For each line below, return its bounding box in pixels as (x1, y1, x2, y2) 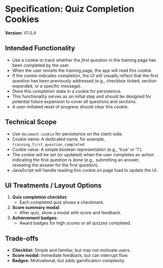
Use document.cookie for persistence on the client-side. (12, 131, 123, 137)
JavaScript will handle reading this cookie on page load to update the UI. (12, 167, 158, 173)
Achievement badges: (12, 215, 58, 221)
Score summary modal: (12, 205, 61, 210)
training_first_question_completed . (12, 141, 86, 147)
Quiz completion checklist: (12, 194, 68, 200)
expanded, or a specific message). (12, 83, 82, 89)
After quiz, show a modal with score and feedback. (19, 210, 122, 216)
